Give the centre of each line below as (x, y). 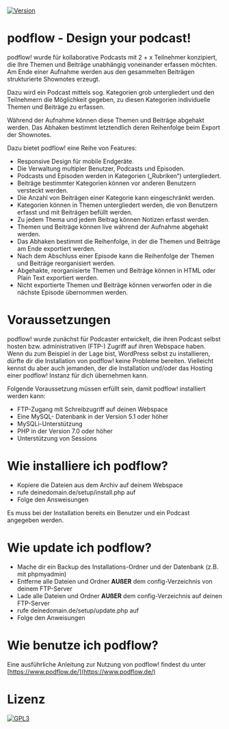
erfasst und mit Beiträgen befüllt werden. (75, 212)
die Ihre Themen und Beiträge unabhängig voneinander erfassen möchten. (112, 64)
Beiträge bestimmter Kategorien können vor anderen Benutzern (106, 183)
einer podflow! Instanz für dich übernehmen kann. (78, 375)
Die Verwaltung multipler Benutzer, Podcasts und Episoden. (101, 169)
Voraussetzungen (59, 320)
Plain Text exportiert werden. (58, 277)
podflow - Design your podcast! (99, 38)
